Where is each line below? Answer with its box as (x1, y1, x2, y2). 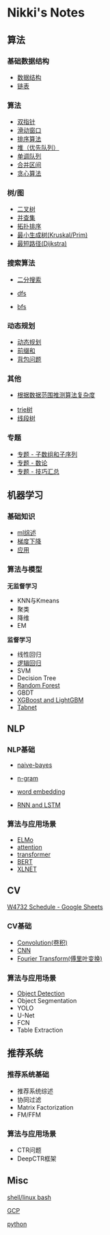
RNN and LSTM (16, 801, 61, 810)
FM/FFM (16, 1110, 41, 1119)
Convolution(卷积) (16, 938, 68, 947)
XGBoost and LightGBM (16, 695, 84, 704)
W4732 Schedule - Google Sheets (7, 903, 104, 911)
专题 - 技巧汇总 (16, 467, 60, 476)
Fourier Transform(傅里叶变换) (16, 954, 102, 962)
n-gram (16, 774, 39, 783)
